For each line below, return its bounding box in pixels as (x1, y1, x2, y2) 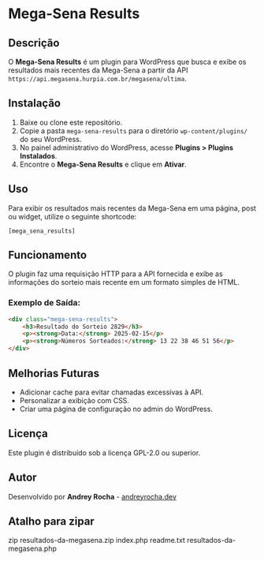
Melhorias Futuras (8, 366, 100, 380)
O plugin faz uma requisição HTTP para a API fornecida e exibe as (8, 269, 223, 279)
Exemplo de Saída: (8, 297, 81, 309)
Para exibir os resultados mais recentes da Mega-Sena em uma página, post (8, 203, 256, 213)
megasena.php (8, 544, 58, 553)
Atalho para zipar (8, 514, 95, 528)
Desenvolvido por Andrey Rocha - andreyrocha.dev (8, 492, 177, 501)
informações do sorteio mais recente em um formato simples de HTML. (8, 278, 240, 287)
